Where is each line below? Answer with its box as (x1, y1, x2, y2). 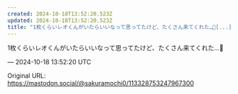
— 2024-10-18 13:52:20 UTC (7, 58, 92, 66)
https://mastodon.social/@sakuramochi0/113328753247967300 (7, 79, 194, 88)
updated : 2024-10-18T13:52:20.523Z (7, 17, 113, 24)
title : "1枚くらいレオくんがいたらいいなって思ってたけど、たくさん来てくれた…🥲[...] (7, 23, 232, 30)
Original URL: (7, 71, 46, 80)
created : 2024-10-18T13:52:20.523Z (7, 10, 113, 18)
